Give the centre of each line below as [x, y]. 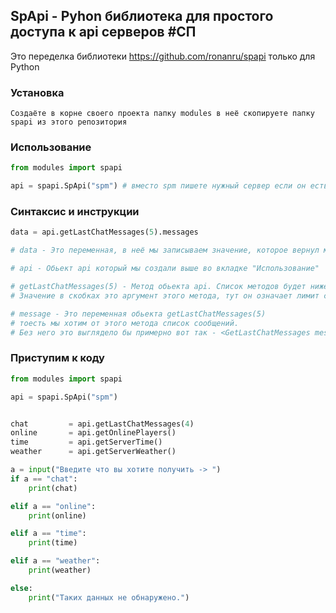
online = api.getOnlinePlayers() [93, 433]
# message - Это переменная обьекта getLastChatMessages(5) [138, 314]
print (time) [53, 543]
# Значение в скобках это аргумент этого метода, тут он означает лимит [165, 295]
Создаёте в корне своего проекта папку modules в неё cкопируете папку [162, 114]
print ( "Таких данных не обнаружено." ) [109, 597]
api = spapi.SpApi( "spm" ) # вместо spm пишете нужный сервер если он [158, 186]
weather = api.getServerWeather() [93, 452]
